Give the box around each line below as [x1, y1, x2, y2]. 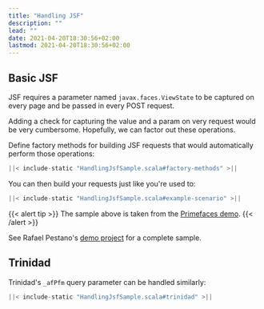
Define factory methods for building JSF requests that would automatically [8, 140, 254, 150]
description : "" [8, 19, 62, 27]
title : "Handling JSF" [8, 11, 84, 20]
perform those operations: [8, 149, 95, 159]
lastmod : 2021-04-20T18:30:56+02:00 [8, 42, 130, 50]
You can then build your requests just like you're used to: [8, 179, 196, 188]
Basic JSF [8, 71, 58, 85]
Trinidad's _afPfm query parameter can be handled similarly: [8, 277, 206, 287]
